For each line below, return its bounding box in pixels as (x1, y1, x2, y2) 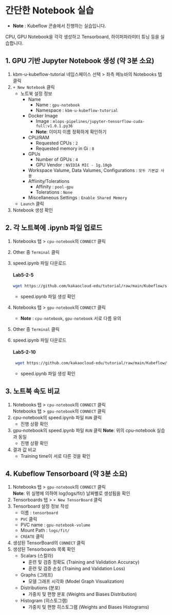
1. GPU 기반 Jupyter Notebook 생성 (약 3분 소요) (5, 57, 155, 65)
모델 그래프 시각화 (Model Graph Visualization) (28, 579, 124, 585)
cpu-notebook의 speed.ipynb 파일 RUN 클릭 (12, 414, 102, 420)
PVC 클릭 (20, 516, 37, 522)
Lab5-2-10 (12, 349, 36, 355)
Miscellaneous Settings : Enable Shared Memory (28, 194, 127, 200)
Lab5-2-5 (12, 272, 34, 278)
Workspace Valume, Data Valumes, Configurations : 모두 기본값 (28, 167, 159, 173)
